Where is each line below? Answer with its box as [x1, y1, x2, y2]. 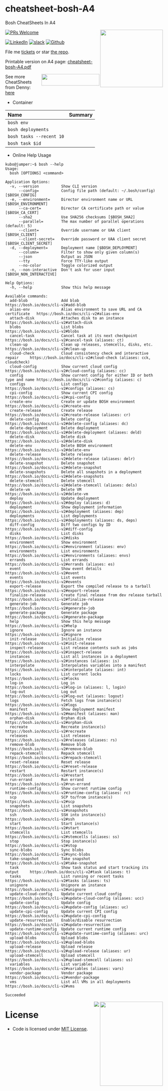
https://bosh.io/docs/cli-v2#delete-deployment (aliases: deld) [5, 430, 142, 435]
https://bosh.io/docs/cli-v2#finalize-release [5, 597, 104, 602]
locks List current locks [9, 672, 101, 677]
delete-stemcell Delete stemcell [9, 478, 95, 483]
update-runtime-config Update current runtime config [9, 926, 126, 932]
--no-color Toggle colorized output [18, 263, 113, 268]
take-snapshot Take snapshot [9, 856, 91, 861]
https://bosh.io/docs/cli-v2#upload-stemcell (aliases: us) [5, 957, 133, 962]
